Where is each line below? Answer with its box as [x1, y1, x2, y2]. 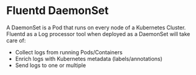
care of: [6, 37, 26, 44]
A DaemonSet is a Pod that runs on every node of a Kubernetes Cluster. [6, 24, 186, 31]
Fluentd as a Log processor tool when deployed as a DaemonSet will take [6, 30, 191, 37]
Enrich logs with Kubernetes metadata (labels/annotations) [15, 55, 163, 62]
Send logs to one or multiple [15, 62, 86, 69]
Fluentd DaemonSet [6, 4, 109, 18]
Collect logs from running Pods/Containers [15, 48, 123, 55]
